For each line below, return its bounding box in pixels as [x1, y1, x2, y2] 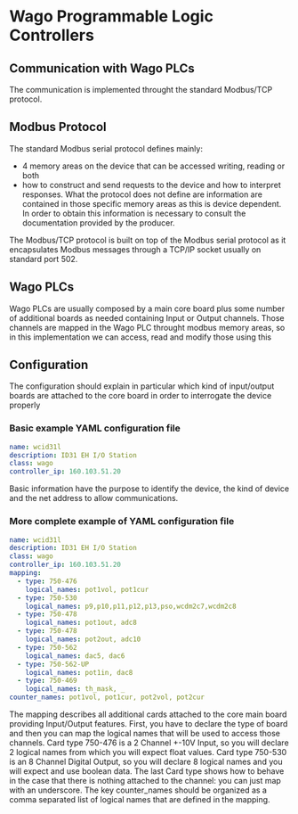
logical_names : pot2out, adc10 [25, 635, 141, 644]
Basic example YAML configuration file [9, 422, 181, 434]
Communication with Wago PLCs [9, 61, 196, 76]
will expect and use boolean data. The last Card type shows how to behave [9, 766, 285, 777]
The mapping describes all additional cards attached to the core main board [9, 709, 287, 719]
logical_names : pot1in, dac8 [25, 668, 133, 677]
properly [9, 399, 41, 411]
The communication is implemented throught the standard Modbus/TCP [9, 85, 273, 95]
